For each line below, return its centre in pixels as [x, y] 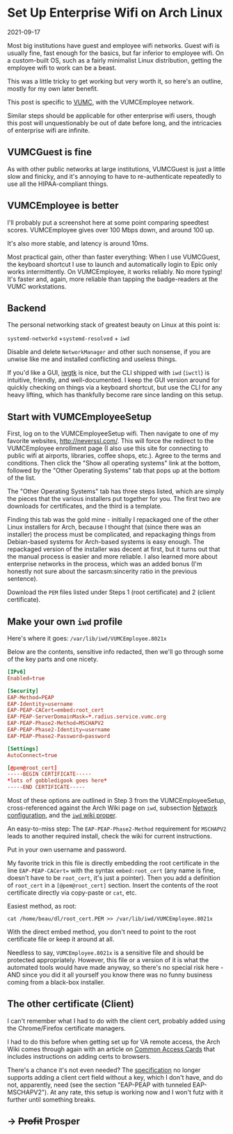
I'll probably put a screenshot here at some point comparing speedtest [108, 222]
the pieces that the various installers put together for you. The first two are [114, 499]
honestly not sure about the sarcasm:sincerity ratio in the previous [102, 571]
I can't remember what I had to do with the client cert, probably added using [116, 1021]
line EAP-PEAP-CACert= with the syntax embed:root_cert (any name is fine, [111, 870]
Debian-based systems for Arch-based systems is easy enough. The [106, 542]
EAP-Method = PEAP [31, 697]
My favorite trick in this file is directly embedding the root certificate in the [113, 863]
